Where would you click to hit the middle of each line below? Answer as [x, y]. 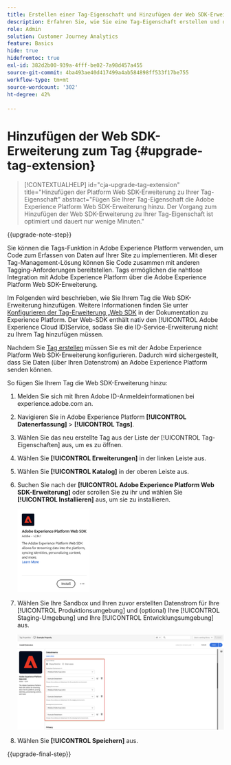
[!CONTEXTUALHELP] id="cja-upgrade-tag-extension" [102, 185]
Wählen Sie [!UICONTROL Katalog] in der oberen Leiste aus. [103, 472]
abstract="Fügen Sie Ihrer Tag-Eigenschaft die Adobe [138, 200]
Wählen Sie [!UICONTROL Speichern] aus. [78, 741]
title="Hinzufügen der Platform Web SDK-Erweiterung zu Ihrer [111, 192]
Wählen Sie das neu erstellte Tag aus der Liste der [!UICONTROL [109, 438]
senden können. [30, 370]
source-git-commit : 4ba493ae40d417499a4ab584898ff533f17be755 [98, 72]
